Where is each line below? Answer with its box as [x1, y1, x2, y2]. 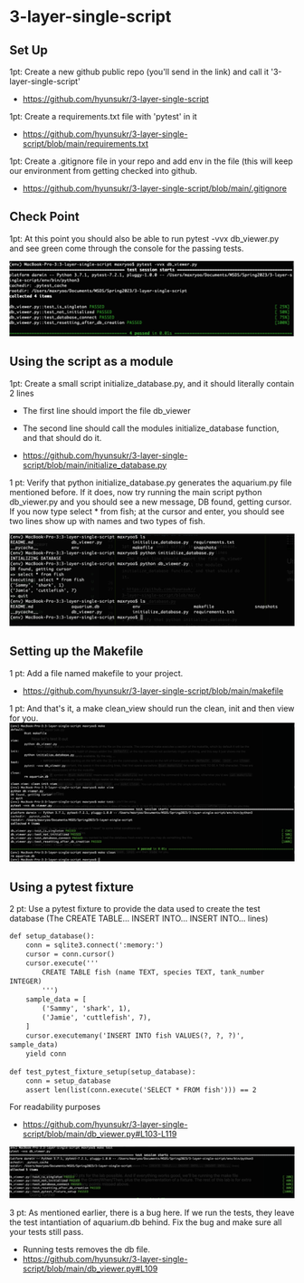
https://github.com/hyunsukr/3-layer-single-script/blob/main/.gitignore [22, 183, 288, 194]
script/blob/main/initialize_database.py [22, 459, 167, 470]
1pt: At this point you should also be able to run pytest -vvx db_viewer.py [9, 233, 280, 244]
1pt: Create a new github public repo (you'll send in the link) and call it [9, 66, 270, 77]
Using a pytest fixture [9, 879, 134, 895]
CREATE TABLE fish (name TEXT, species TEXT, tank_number [42, 968, 265, 977]
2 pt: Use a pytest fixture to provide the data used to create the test [9, 904, 261, 914]
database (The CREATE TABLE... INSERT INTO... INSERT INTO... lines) [9, 913, 269, 924]
